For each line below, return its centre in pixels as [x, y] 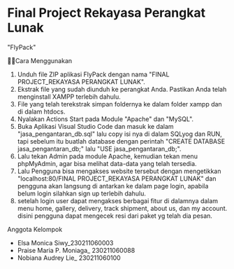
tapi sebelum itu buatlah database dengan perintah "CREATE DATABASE [121, 141]
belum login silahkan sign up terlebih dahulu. [82, 193]
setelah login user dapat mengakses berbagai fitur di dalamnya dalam [118, 200]
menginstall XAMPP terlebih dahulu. [69, 97]
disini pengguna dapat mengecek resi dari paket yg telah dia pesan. [115, 216]
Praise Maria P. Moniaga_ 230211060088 [76, 250]
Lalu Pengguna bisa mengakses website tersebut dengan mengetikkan [119, 171]
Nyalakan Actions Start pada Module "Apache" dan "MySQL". [105, 119]
